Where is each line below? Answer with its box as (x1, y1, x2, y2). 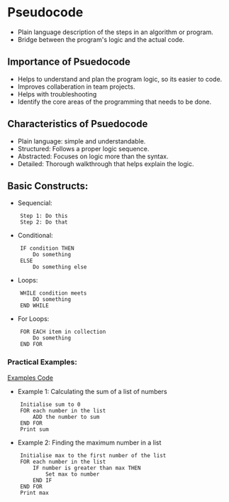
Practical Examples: (7, 357, 78, 367)
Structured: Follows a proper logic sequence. (17, 144, 150, 153)
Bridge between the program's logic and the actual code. (17, 35, 185, 43)
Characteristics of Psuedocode (7, 118, 148, 130)
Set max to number (45, 470, 100, 478)
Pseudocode (7, 4, 84, 21)
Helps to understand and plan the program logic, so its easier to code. (17, 75, 223, 83)
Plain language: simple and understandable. (17, 136, 146, 146)
